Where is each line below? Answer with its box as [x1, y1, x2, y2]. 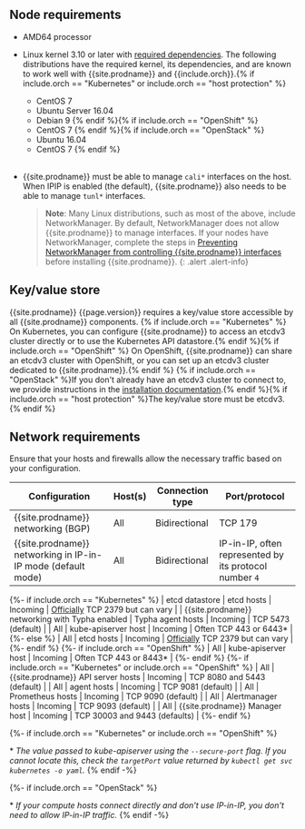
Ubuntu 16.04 [35, 133, 87, 144]
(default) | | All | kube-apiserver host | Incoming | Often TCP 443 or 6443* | [9, 624, 293, 635]
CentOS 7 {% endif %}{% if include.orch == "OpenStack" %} [35, 124, 265, 135]
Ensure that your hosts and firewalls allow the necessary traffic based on [9, 453, 282, 464]
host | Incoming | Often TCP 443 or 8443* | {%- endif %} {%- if [9, 653, 250, 664]
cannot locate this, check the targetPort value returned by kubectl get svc [9, 755, 293, 766]
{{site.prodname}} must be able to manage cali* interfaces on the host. [22, 171, 292, 182]
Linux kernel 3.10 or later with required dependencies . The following [22, 49, 277, 60]
